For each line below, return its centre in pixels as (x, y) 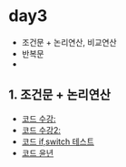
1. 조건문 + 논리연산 (59, 95)
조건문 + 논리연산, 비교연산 (69, 42)
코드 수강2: (41, 130)
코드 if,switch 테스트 (58, 141)
